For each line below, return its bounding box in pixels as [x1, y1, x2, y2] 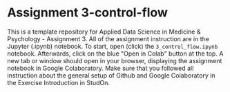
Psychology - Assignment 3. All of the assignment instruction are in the [7, 34, 209, 43]
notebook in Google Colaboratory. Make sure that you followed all [7, 64, 194, 72]
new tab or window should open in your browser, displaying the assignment [7, 56, 222, 65]
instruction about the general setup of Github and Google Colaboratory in [7, 71, 215, 80]
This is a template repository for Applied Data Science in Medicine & [7, 27, 201, 36]
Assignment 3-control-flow [7, 5, 168, 21]
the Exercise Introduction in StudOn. [7, 78, 111, 87]
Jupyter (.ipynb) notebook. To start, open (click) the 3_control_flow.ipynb [7, 42, 218, 50]
